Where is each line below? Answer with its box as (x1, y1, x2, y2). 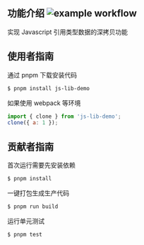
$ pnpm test (7, 231, 42, 238)
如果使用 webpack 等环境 (7, 99, 81, 107)
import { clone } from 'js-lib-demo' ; (7, 113, 121, 120)
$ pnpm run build (7, 202, 59, 210)
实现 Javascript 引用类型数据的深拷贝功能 (7, 28, 128, 36)
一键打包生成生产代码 (7, 188, 69, 197)
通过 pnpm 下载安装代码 (7, 70, 78, 79)
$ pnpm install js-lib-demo (7, 85, 90, 92)
